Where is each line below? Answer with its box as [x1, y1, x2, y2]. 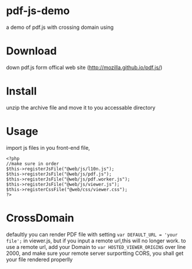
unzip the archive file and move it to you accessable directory [6, 104, 156, 111]
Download [6, 44, 57, 58]
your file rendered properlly [6, 255, 73, 263]
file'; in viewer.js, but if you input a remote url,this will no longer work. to [6, 237, 187, 244]
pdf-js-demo [6, 4, 70, 18]
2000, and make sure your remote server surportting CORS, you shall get [6, 250, 184, 257]
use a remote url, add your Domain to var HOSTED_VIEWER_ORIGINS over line [6, 243, 186, 250]
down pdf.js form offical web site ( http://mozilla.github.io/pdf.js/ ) [6, 64, 163, 71]
